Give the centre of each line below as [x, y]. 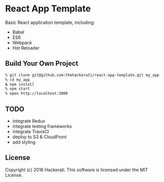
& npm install [20, 84]
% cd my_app [17, 80]
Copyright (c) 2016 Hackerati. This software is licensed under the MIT [77, 170]
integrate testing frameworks [42, 126]
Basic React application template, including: [50, 22]
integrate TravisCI [31, 131]
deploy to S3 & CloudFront [39, 137]
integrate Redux [29, 121]
